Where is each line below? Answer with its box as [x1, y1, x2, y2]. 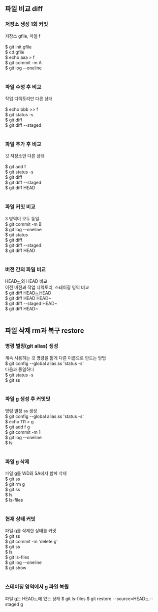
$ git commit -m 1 [5, 429, 41, 435]
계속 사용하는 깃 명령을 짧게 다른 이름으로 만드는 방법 [5, 355, 106, 360]
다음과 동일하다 [5, 366, 34, 372]
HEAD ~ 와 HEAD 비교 [5, 278, 48, 284]
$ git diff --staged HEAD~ [5, 300, 58, 306]
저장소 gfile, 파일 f [5, 33, 41, 39]
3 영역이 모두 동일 [5, 215, 39, 221]
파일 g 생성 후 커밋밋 [5, 396, 51, 403]
